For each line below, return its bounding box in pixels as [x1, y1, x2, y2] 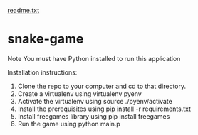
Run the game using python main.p [17, 119, 121, 128]
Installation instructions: [7, 67, 78, 77]
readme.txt [7, 6, 40, 14]
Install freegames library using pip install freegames [17, 112, 170, 120]
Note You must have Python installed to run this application [7, 54, 181, 63]
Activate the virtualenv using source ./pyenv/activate [17, 97, 172, 105]
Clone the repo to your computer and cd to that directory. [17, 82, 187, 90]
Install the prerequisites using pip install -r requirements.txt [17, 104, 191, 113]
